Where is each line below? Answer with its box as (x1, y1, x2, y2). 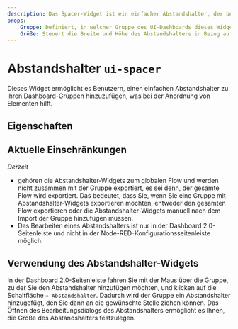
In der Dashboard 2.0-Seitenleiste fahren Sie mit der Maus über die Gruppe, (7, 276, 229, 284)
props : (7, 17, 27, 24)
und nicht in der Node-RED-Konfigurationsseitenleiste (53, 229, 211, 238)
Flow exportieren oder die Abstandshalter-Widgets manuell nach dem (17, 206, 221, 215)
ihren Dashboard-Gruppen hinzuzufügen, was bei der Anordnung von (7, 91, 210, 100)
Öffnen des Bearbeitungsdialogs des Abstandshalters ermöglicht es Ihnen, (7, 306, 225, 315)
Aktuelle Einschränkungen (7, 143, 127, 156)
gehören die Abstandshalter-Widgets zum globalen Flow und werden (17, 177, 219, 185)
